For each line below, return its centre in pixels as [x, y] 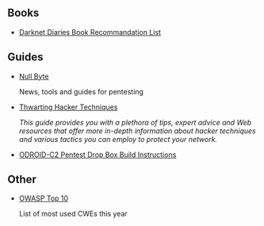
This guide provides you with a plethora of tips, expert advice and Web [135, 122]
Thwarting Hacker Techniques [68, 107]
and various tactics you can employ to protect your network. [118, 139]
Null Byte [34, 76]
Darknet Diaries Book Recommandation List [90, 32]
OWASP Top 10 [44, 198]
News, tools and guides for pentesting [81, 91]
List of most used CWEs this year [73, 214]
